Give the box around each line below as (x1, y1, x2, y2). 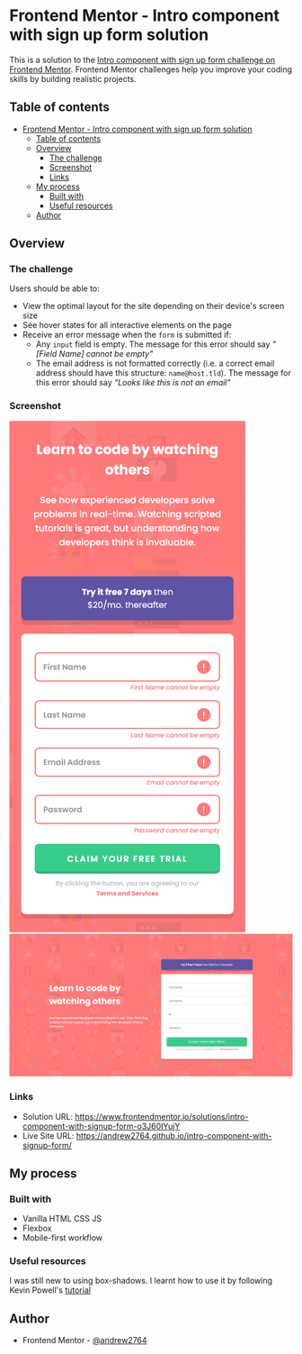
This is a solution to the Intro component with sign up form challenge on (9, 54, 276, 65)
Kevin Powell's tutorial (9, 1285, 92, 1295)
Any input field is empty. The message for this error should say (35, 339, 271, 350)
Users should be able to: (9, 283, 101, 294)
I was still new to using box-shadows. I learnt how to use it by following (9, 1276, 272, 1286)
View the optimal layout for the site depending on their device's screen (22, 301, 285, 312)
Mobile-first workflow (22, 1232, 103, 1243)
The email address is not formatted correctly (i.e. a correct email (35, 358, 275, 369)
